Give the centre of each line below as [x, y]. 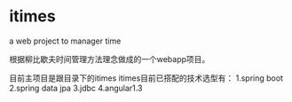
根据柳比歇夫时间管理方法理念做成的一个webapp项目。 [110, 59]
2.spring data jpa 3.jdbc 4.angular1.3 [76, 88]
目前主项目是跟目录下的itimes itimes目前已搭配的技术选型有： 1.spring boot [146, 78]
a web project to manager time [65, 41]
